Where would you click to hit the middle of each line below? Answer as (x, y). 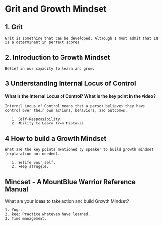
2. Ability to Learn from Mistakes (48, 123)
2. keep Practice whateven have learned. (48, 214)
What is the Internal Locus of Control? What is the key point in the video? (81, 96)
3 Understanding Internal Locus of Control (71, 84)
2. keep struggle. (30, 167)
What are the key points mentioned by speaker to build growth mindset (79, 150)
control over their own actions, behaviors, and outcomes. (66, 111)
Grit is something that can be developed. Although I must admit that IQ (82, 38)
